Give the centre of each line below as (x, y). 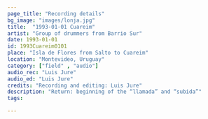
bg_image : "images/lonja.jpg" (51, 20)
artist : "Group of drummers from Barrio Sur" (75, 33)
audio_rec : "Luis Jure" (42, 72)
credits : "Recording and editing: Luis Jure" (75, 85)
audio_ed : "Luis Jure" (40, 79)
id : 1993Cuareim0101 (37, 46)
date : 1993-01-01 (33, 40)
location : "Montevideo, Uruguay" (56, 59)
